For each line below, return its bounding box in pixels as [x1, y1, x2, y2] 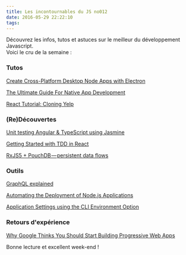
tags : [6, 20, 20, 26]
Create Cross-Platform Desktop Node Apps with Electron [6, 77, 146, 84]
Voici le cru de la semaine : [6, 49, 72, 56]
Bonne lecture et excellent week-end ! [6, 243, 99, 250]
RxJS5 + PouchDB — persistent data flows [6, 151, 109, 158]
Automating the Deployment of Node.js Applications [6, 192, 134, 199]
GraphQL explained [6, 180, 53, 188]
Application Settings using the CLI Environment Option [6, 203, 140, 210]
